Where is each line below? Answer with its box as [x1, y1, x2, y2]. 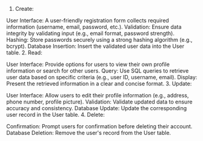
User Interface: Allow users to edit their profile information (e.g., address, [6, 92, 189, 99]
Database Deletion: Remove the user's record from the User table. [6, 130, 171, 136]
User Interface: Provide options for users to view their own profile [6, 61, 170, 68]
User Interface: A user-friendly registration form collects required [6, 17, 170, 24]
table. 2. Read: [6, 49, 42, 56]
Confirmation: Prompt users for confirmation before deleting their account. [6, 123, 193, 130]
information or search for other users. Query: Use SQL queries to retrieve [6, 67, 189, 74]
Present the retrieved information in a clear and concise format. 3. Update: [6, 80, 192, 87]
